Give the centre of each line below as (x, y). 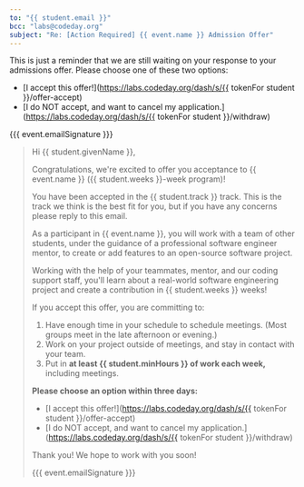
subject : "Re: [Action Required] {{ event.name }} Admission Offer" (142, 35)
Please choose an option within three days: (114, 391)
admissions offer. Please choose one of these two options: (119, 70)
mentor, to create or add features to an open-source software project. (162, 253)
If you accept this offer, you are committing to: (118, 308)
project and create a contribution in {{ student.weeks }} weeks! (149, 290)
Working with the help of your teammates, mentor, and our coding (155, 271)
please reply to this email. (79, 216)
